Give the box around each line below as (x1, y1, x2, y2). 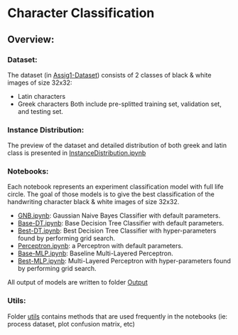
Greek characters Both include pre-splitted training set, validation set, (17, 100, 222, 108)
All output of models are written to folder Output (7, 278, 148, 287)
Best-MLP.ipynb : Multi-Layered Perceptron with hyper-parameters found (17, 257, 231, 265)
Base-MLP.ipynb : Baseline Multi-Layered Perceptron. (17, 249, 174, 257)
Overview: (7, 33, 55, 46)
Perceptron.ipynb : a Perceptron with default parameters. (17, 242, 183, 250)
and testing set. (17, 107, 64, 115)
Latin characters (17, 92, 66, 100)
